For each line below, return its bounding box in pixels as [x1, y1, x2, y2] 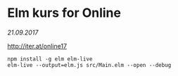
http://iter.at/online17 [7, 42, 68, 50]
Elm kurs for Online [7, 5, 122, 21]
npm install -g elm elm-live [7, 55, 93, 63]
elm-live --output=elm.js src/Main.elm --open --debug [7, 61, 172, 68]
